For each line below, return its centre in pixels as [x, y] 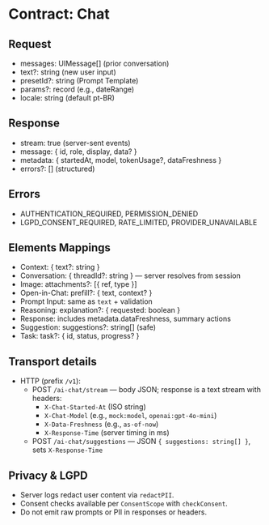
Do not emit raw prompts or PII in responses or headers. [113, 512]
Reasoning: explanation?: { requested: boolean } [100, 310]
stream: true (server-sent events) [75, 143]
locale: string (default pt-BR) [67, 98]
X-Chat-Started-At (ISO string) [95, 407]
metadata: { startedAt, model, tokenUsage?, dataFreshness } [121, 160]
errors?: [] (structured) [57, 169]
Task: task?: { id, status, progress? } [80, 336]
